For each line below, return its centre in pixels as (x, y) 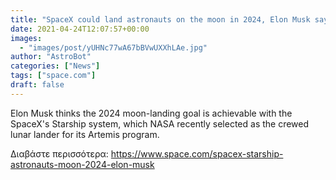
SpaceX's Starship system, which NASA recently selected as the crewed (160, 123)
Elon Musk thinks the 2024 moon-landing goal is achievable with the (151, 113)
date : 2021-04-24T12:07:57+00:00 (80, 29)
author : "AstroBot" (51, 57)
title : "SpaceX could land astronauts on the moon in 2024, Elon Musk (160, 19)
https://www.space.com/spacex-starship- (197, 153)
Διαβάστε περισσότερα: (59, 153)
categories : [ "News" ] (55, 66)
